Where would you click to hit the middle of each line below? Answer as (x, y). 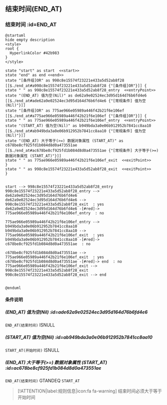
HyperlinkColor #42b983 (34, 53)
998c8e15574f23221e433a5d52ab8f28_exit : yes (55, 204)
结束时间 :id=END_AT (31, 25)
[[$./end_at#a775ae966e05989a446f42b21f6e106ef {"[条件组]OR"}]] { (76, 116)
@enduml (13, 288)
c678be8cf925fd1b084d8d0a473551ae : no (48, 244)
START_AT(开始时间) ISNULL (32, 350)
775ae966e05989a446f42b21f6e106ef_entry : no (55, 213)
